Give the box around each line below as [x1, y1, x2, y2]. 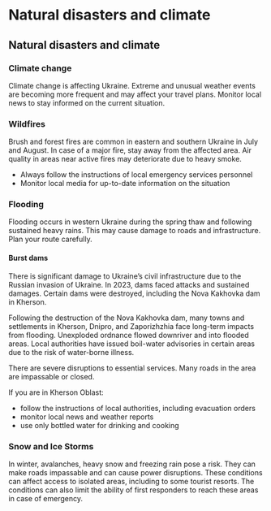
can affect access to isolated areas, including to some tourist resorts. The [8, 476, 255, 486]
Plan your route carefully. [8, 234, 92, 245]
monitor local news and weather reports [19, 412, 154, 422]
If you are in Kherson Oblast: [8, 388, 104, 397]
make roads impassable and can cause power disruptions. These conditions [8, 467, 263, 477]
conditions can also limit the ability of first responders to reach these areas [8, 485, 259, 495]
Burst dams [8, 253, 49, 263]
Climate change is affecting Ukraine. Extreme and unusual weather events [8, 80, 256, 90]
